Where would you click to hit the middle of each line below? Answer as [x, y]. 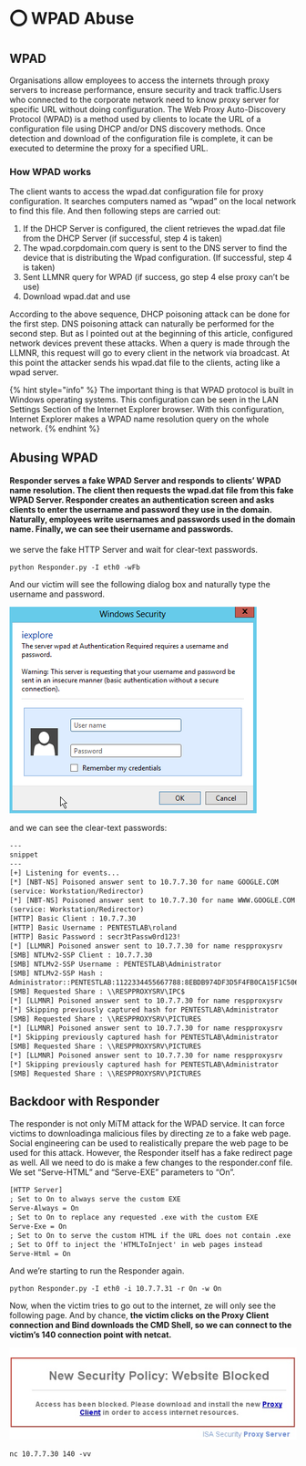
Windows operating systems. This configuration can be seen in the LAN [144, 400]
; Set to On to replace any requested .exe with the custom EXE [134, 1217]
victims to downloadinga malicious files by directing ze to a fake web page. [150, 1133]
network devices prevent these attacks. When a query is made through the [150, 343]
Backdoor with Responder [85, 1102]
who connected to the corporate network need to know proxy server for [144, 99]
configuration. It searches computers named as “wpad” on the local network [153, 202]
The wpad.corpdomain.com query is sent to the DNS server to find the [155, 248]
